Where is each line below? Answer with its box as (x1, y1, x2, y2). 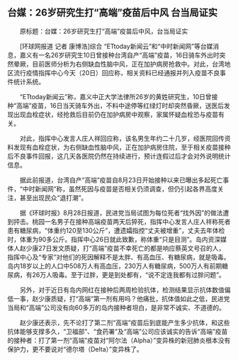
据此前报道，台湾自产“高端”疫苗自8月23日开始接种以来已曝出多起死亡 (19, 176, 223, 184)
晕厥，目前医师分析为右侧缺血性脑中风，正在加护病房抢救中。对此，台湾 (13, 60, 225, 68)
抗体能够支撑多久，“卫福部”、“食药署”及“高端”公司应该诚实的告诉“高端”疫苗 (7, 327, 228, 335)
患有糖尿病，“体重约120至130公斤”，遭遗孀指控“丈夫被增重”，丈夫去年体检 (7, 226, 225, 235)
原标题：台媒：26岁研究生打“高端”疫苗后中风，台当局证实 (19, 27, 188, 35)
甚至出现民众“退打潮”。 (19, 193, 88, 202)
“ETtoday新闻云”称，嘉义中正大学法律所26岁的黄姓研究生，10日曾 (19, 92, 212, 101)
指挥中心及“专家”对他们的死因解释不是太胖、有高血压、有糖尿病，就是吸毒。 (7, 252, 230, 261)
